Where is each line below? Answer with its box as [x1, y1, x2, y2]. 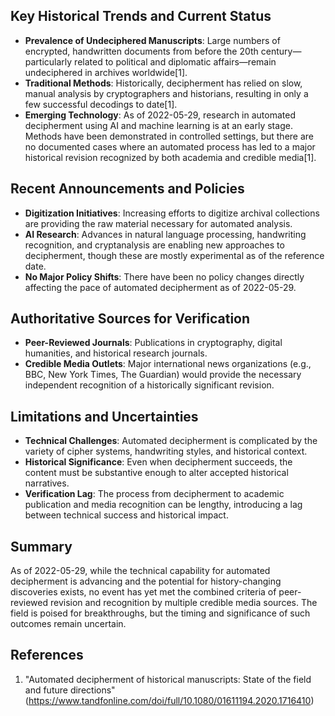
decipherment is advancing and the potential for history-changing [10, 575, 282, 588]
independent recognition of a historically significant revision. [24, 379, 275, 391]
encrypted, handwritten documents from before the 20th [24, 45, 259, 57]
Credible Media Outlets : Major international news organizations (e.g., [24, 358, 312, 370]
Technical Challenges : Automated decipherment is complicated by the [24, 435, 318, 447]
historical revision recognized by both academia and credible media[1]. [24, 151, 317, 163]
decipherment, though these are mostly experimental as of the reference [24, 249, 325, 261]
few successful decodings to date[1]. [24, 98, 178, 110]
